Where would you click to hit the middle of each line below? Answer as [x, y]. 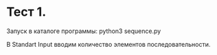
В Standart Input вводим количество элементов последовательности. [108, 44]
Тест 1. [26, 12]
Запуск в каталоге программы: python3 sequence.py [84, 31]
